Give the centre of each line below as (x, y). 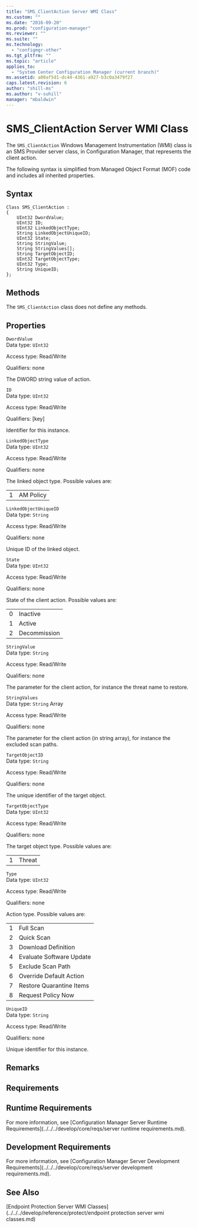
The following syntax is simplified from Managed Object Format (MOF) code (98, 169)
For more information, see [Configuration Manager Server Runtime (87, 1122)
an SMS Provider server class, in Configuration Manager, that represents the (99, 151)
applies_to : (21, 66)
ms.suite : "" (22, 39)
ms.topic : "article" (32, 61)
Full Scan (31, 928)
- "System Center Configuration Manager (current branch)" (85, 72)
